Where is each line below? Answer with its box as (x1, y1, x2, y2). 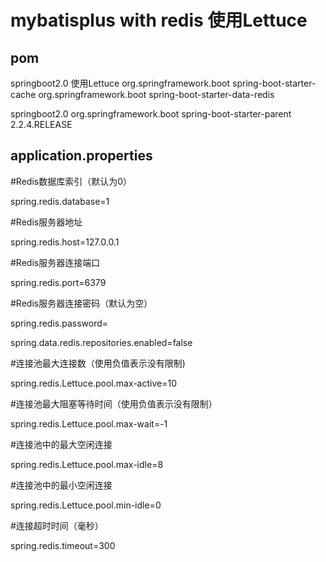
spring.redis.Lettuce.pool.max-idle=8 (10, 458, 164, 470)
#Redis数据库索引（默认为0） (10, 175, 133, 187)
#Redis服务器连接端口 (10, 256, 101, 268)
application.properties (10, 147, 153, 165)
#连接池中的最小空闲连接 (10, 479, 113, 491)
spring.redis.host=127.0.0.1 (10, 236, 120, 248)
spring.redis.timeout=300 (10, 539, 116, 551)
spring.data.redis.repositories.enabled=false (10, 336, 193, 348)
